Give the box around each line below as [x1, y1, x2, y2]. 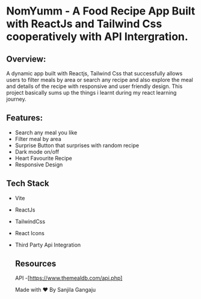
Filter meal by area [14, 135, 61, 142]
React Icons [14, 229, 45, 236]
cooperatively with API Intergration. [6, 30, 188, 43]
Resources [14, 259, 57, 269]
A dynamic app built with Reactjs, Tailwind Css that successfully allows [6, 70, 183, 77]
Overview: [6, 54, 46, 64]
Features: [6, 113, 43, 123]
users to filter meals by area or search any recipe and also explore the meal [6, 77, 194, 83]
